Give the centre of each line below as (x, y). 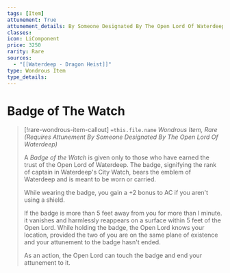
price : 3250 (24, 45)
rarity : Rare (26, 52)
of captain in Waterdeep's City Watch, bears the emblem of (107, 172)
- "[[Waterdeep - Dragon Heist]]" (62, 64)
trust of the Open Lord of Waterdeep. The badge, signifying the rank (120, 165)
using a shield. (44, 200)
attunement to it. (47, 263)
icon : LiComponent (33, 39)
